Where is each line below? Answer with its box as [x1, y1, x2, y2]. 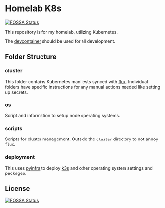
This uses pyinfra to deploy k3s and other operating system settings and [5, 165, 153, 171]
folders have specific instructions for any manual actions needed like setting [5, 84, 161, 90]
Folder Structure [5, 53, 57, 61]
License [5, 184, 30, 193]
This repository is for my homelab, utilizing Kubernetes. [5, 29, 118, 35]
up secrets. [5, 89, 28, 95]
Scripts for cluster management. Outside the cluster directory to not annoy [5, 136, 159, 142]
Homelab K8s [5, 3, 62, 14]
